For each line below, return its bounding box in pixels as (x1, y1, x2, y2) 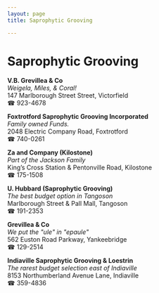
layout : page (7, 10, 46, 18)
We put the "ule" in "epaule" (7, 228, 89, 236)
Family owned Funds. (7, 120, 70, 129)
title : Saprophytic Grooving (7, 17, 93, 24)
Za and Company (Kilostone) (7, 148, 93, 157)
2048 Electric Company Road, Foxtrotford (7, 127, 129, 136)
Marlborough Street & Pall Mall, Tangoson (7, 200, 128, 208)
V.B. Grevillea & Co (7, 77, 63, 85)
